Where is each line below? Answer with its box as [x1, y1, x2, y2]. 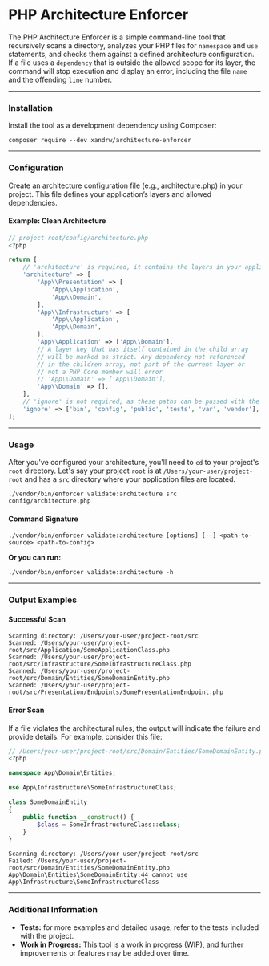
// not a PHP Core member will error [37, 368, 163, 376]
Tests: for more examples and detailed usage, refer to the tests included [19, 922, 259, 932]
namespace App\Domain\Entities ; [8, 769, 116, 777]
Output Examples [8, 594, 78, 605]
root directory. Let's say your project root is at [8, 466, 162, 475]
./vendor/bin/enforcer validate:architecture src [8, 490, 178, 499]
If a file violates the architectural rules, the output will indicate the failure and [8, 723, 261, 732]
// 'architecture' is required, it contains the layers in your [22, 263, 242, 271]
